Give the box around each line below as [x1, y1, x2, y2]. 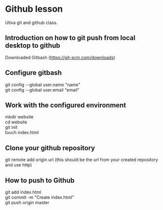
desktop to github [5, 42, 60, 50]
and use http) [5, 162, 32, 168]
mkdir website [5, 114, 34, 120]
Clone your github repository [5, 143, 95, 152]
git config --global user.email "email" [5, 87, 80, 93]
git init [5, 124, 18, 130]
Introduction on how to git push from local [5, 34, 136, 42]
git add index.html [5, 189, 42, 195]
